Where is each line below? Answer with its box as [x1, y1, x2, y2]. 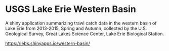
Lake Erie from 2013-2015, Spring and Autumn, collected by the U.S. [5, 25, 147, 31]
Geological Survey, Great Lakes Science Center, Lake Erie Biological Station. [5, 30, 164, 36]
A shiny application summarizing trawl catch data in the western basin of [5, 20, 157, 26]
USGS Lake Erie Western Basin [5, 3, 137, 15]
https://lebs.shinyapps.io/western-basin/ [5, 40, 90, 46]
